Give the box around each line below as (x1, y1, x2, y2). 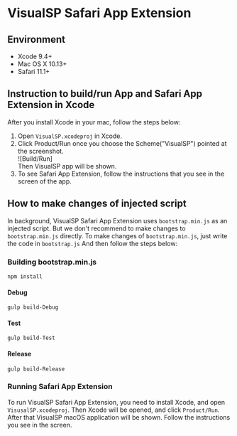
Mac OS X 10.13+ (17, 60, 67, 68)
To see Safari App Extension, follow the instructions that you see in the (17, 169, 225, 178)
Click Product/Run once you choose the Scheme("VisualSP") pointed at (17, 139, 227, 147)
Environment (7, 33, 66, 46)
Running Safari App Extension (7, 382, 114, 392)
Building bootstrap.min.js (7, 257, 97, 267)
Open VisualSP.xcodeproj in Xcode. (17, 132, 123, 140)
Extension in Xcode (7, 99, 95, 111)
